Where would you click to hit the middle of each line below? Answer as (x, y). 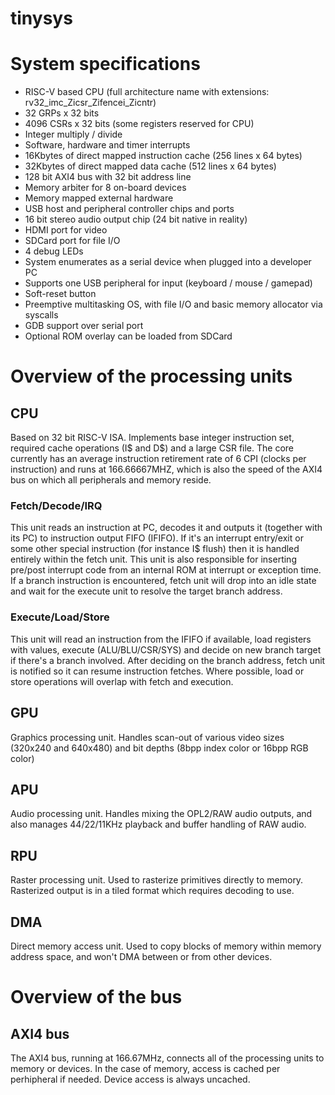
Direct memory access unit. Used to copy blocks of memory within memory (166, 946)
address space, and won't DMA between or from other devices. (141, 956)
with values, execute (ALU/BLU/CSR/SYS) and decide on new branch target (166, 649)
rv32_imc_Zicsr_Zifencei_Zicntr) (90, 103)
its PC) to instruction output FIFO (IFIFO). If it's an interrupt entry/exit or (157, 538)
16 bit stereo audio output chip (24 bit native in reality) (136, 219)
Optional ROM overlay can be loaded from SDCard (128, 336)
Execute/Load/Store (60, 617)
